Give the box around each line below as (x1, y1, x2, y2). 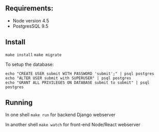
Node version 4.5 (12, 17, 50, 23)
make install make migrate (5, 52, 62, 58)
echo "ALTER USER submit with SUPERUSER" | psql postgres (5, 75, 131, 81)
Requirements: (5, 4, 54, 13)
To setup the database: (5, 61, 54, 67)
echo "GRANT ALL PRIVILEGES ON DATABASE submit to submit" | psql (5, 80, 150, 85)
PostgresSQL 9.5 (12, 23, 49, 29)
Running (5, 98, 33, 107)
